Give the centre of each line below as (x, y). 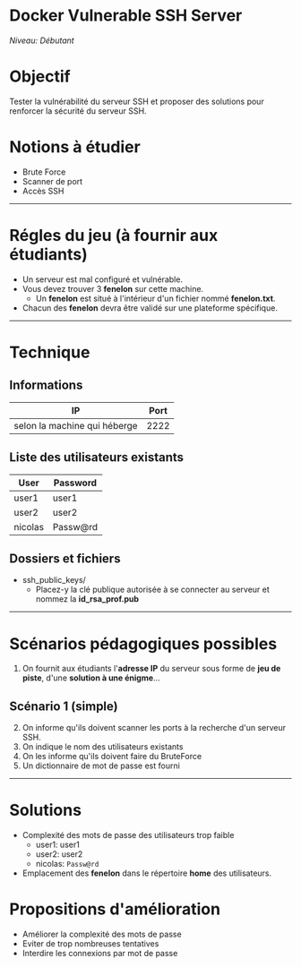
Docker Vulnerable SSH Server (126, 16)
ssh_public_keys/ (54, 580)
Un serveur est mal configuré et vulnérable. (103, 279)
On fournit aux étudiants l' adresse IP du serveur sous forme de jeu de (151, 669)
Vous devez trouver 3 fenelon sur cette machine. (113, 288)
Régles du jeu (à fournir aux (114, 235)
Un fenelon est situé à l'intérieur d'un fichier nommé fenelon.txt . (155, 298)
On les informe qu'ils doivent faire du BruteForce (112, 757)
